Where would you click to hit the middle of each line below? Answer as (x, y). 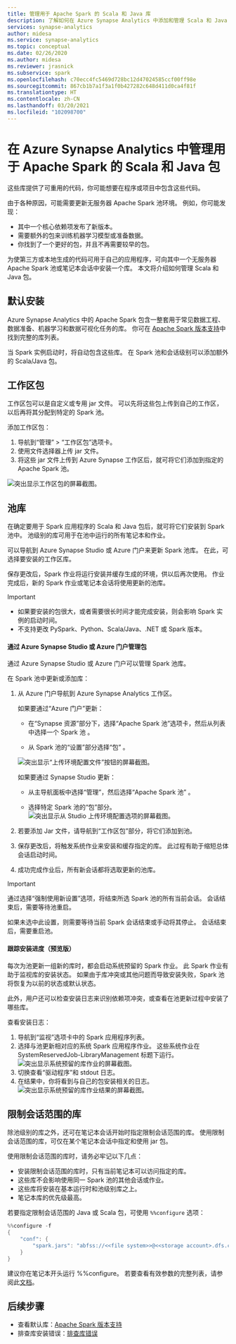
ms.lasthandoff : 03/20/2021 (48, 106)
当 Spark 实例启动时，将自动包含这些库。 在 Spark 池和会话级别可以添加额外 (118, 352)
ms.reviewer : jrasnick (40, 66)
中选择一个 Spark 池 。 (61, 732)
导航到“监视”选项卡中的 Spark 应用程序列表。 (83, 1037)
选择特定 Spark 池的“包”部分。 (72, 807)
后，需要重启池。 (32, 931)
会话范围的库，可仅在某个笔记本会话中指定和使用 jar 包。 (90, 1141)
